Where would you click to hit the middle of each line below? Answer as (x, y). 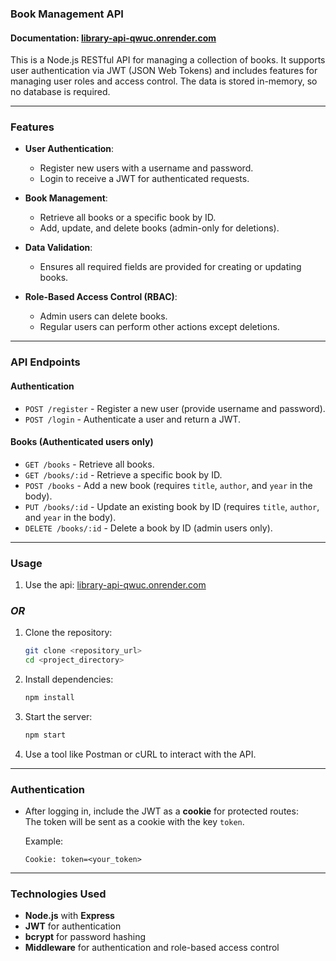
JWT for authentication (73, 926)
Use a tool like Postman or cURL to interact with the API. (140, 754)
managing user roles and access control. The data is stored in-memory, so (164, 81)
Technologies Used (58, 894)
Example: (44, 841)
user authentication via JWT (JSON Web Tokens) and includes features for (164, 71)
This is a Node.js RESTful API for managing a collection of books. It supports (168, 60)
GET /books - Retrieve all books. (89, 464)
